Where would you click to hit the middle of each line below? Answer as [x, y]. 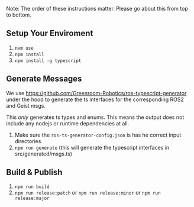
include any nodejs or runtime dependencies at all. [68, 123]
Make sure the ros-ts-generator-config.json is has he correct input [98, 135]
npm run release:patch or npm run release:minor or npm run [88, 193]
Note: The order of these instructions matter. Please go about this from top [97, 9]
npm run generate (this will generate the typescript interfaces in [92, 147]
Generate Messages [44, 79]
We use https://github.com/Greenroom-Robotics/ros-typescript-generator [96, 93]
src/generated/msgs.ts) [43, 154]
